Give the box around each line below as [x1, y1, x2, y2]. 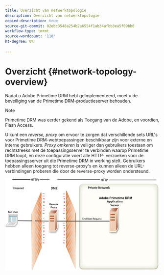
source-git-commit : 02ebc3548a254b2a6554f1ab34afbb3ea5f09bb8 [5, 24, 135, 28]
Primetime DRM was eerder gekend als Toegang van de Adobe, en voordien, [5, 117, 160, 123]
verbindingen [5, 168, 32, 174]
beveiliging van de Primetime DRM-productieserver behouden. [5, 98, 132, 104]
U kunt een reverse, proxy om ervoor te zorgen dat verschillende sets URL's [5, 132, 158, 137]
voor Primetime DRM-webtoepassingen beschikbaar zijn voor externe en [5, 137, 152, 142]
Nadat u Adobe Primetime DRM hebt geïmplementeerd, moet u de [5, 92, 138, 98]
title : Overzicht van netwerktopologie [5, 8, 87, 13]
